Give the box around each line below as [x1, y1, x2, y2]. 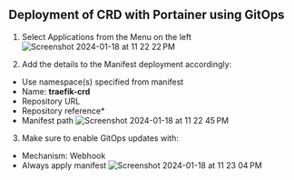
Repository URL [21, 95, 81, 106]
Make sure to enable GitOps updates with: [21, 132, 179, 144]
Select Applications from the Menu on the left [21, 31, 192, 42]
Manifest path [21, 115, 74, 125]
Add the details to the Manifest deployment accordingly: [21, 58, 232, 69]
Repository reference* [21, 105, 105, 116]
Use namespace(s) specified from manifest [21, 76, 184, 87]
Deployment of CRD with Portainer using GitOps [8, 7, 285, 23]
